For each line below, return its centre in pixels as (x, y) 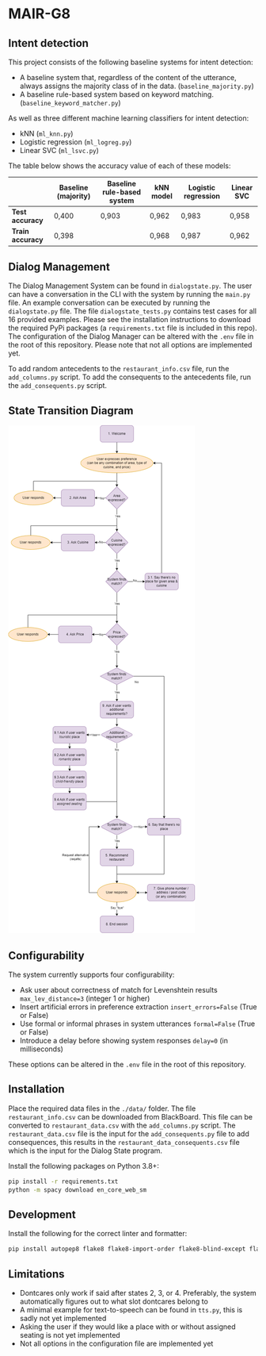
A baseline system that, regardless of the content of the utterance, (128, 77)
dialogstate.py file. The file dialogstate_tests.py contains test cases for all (133, 311)
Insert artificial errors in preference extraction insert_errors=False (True (138, 1006)
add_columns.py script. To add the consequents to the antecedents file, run (130, 377)
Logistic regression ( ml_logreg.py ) (76, 142)
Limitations (36, 1274)
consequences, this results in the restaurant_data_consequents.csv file (124, 1142)
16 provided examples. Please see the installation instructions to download (129, 320)
